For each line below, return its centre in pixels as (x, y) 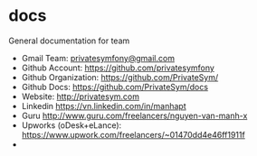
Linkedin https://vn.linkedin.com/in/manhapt (104, 106)
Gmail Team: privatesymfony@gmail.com (98, 58)
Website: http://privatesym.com (80, 96)
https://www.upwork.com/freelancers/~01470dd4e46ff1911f (133, 134)
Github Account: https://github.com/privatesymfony (118, 68)
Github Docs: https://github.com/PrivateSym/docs (115, 87)
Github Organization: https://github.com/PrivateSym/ (120, 77)
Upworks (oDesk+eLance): (71, 125)
